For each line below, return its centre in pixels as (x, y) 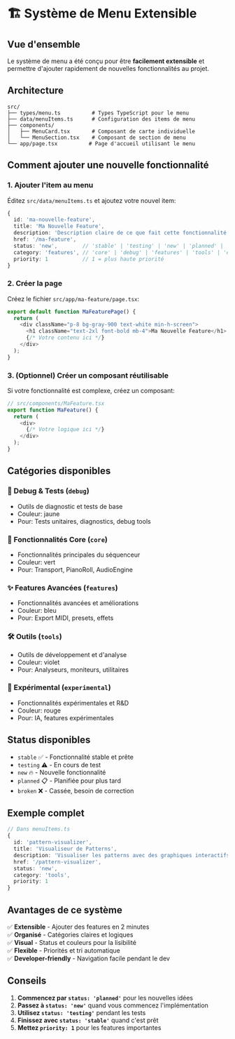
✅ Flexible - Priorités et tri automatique (64, 951)
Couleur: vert (36, 562)
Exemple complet (46, 813)
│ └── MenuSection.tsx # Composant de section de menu (97, 138)
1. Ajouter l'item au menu (50, 185)
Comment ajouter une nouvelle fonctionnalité (108, 165)
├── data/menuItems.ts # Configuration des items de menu (101, 119)
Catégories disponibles (59, 471)
